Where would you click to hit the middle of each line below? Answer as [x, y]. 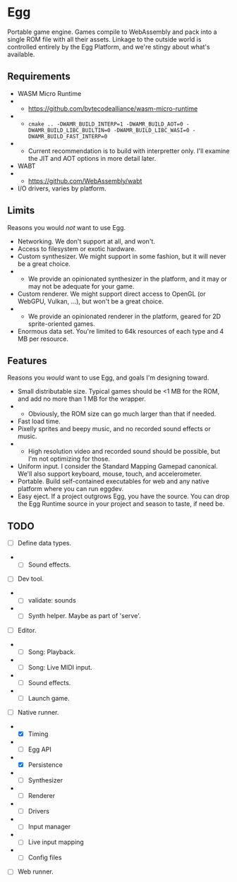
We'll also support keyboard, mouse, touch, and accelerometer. [110, 474]
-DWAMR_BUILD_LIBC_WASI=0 [151, 130]
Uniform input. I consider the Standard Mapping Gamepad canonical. [117, 466]
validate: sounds [52, 600]
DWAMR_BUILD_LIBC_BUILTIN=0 [69, 130]
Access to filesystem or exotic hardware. [77, 248]
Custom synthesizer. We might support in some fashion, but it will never [122, 256]
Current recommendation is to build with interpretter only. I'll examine [129, 151]
